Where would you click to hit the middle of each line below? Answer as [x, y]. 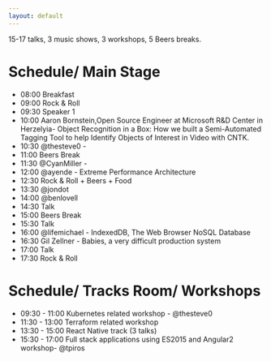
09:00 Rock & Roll [50, 103]
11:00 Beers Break [50, 154]
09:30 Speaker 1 [47, 111]
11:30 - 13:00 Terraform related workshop [89, 322]
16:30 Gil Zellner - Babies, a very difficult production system [120, 241]
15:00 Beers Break [51, 215]
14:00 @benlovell [49, 198]
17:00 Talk [37, 249]
